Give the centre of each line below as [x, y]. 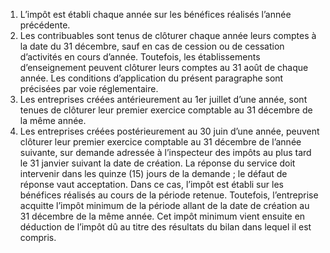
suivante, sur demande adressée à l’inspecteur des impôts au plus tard [165, 152]
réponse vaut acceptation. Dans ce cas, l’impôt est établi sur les [151, 184]
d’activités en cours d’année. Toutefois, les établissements [140, 57]
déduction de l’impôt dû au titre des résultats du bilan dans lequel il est [165, 227]
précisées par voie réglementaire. [89, 88]
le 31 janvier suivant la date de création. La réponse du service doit [157, 163]
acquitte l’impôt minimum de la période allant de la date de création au [164, 205]
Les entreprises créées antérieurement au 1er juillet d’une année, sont [163, 99]
